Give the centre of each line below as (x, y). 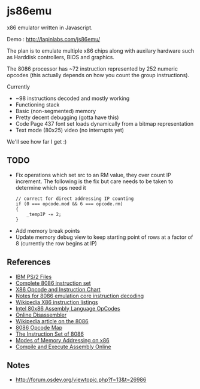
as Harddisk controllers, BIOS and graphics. (60, 57)
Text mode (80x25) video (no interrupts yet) (70, 130)
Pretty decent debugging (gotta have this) (67, 117)
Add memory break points (48, 230)
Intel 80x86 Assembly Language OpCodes (68, 308)
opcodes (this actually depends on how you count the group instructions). (98, 75)
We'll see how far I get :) (37, 141)
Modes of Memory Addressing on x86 (62, 340)
